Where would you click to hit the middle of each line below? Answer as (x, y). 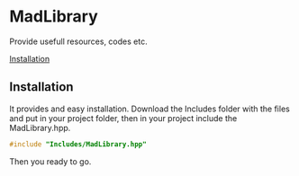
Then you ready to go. (50, 161)
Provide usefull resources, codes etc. (78, 41)
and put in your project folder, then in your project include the (123, 118)
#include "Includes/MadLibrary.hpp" (78, 144)
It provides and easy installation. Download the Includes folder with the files (149, 109)
